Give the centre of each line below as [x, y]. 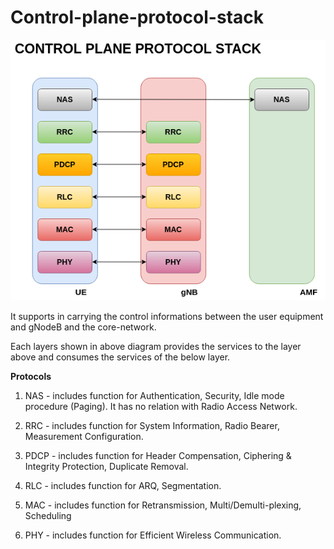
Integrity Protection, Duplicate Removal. [106, 467]
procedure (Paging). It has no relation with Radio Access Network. [161, 407]
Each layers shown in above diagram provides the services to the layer [156, 347]
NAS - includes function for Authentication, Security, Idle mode [154, 396]
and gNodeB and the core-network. [83, 327]
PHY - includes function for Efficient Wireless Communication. [153, 535]
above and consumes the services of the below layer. [120, 357]
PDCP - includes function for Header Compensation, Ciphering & [158, 456]
